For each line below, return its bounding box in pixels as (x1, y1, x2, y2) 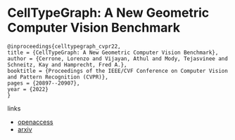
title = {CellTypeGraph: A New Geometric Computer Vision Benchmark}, (7, 49, 219, 56)
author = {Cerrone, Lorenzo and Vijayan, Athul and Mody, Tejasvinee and (7, 55, 229, 62)
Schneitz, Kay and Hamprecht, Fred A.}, (7, 61, 128, 68)
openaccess (17, 118, 53, 126)
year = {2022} (7, 85, 49, 92)
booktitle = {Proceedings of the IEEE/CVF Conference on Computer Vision (7, 67, 229, 74)
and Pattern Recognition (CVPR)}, (7, 73, 109, 80)
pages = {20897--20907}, (7, 79, 80, 87)
